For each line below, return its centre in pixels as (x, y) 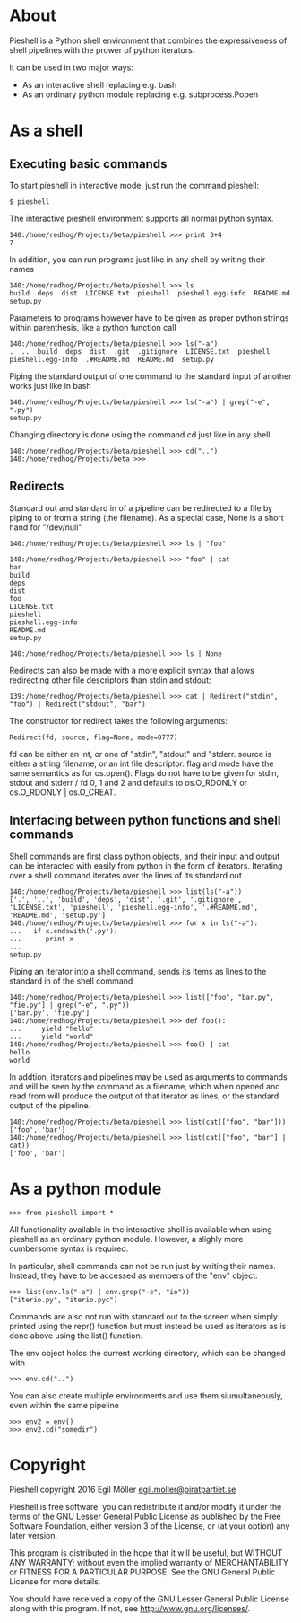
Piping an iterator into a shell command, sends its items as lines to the (138, 971)
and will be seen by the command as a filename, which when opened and (145, 1086)
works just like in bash (50, 385)
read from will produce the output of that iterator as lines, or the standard (144, 1096)
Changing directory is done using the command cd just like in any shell (140, 434)
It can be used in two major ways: (72, 67)
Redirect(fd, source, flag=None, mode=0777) (94, 737)
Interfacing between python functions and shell (145, 820)
